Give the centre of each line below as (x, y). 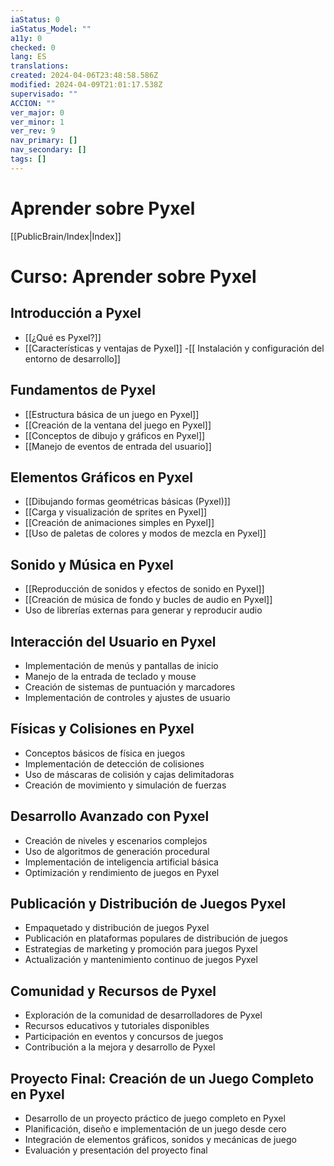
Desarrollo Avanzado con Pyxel (110, 816)
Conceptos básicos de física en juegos (105, 753)
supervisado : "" (44, 94)
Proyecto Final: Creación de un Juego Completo (162, 1078)
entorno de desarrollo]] (72, 358)
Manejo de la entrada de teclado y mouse (110, 676)
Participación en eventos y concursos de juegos (124, 1037)
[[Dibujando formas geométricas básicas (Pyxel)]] (127, 502)
